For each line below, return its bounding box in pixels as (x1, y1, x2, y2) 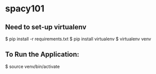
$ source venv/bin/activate (5, 63, 60, 70)
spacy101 (5, 3, 45, 14)
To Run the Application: (5, 50, 79, 59)
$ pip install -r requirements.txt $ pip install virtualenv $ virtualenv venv (5, 36, 152, 42)
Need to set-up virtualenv (5, 23, 87, 31)
